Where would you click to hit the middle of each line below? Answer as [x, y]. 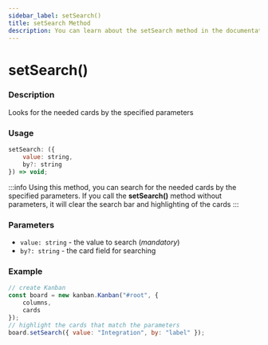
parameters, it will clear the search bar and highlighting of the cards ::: [124, 204]
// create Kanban [37, 288]
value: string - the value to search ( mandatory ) [100, 242]
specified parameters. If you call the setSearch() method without [115, 196]
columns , [37, 303]
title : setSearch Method [49, 23]
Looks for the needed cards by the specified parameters [101, 112]
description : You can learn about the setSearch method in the [116, 30]
